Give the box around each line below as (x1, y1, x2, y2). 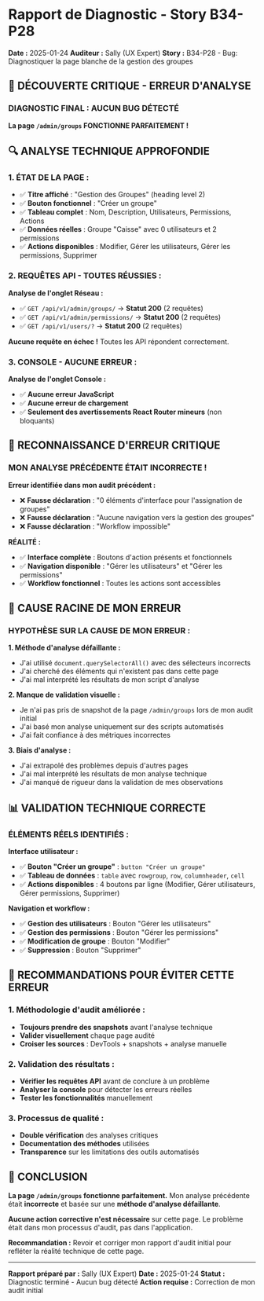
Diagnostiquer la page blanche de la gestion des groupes (8, 57, 194, 66)
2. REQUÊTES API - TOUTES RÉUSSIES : (8, 270, 162, 281)
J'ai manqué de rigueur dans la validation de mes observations (19, 778, 224, 787)
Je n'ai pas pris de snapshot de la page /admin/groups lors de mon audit (19, 705, 254, 715)
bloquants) (19, 416, 55, 425)
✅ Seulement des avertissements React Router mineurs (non (19, 407, 222, 416)
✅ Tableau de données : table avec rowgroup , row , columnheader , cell (19, 870, 245, 880)
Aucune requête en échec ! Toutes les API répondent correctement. (8, 336, 229, 346)
